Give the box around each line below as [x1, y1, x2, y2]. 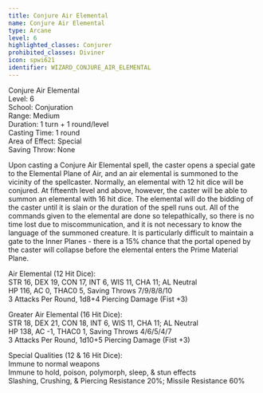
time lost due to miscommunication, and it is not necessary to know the [8, 219, 242, 229]
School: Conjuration [8, 102, 73, 112]
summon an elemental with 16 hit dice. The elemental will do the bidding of [8, 194, 253, 203]
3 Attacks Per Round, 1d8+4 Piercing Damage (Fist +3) [8, 294, 188, 304]
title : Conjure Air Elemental [8, 11, 109, 20]
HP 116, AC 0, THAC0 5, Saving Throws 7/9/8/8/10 [8, 285, 173, 295]
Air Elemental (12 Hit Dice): [8, 269, 96, 278]
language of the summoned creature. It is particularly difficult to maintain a [8, 228, 253, 238]
